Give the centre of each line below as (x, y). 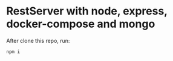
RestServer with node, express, (87, 11)
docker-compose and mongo (81, 24)
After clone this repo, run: (38, 40)
